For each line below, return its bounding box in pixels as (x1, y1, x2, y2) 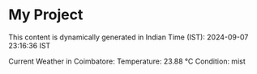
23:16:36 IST (8, 40, 51, 50)
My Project (8, 6, 84, 24)
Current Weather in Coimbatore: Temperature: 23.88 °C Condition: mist (8, 56, 246, 66)
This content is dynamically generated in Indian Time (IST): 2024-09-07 (8, 32, 249, 42)
